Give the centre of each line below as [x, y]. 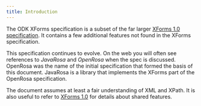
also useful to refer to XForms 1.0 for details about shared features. [89, 96]
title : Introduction [32, 12]
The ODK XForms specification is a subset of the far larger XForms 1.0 [93, 29]
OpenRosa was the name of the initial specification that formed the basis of [100, 66]
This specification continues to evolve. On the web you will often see [91, 53]
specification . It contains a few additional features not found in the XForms [99, 35]
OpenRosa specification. [37, 78]
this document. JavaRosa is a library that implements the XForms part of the [100, 72]
